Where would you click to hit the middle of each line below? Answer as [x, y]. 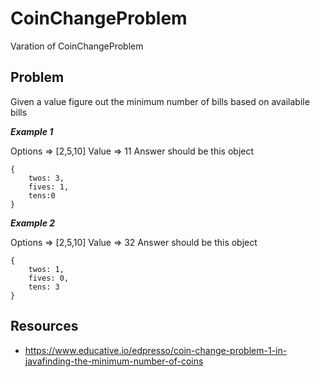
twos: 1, [46, 269]
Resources [44, 326]
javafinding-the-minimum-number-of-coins [114, 361]
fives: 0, [49, 278]
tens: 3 [44, 287]
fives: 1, [49, 187]
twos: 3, [46, 178]
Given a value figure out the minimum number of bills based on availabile [160, 101]
